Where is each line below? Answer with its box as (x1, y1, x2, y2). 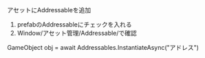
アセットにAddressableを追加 (7, 6, 91, 14)
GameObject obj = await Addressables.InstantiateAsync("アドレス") (7, 44, 199, 51)
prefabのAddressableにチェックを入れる (17, 20, 132, 29)
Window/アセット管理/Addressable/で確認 (17, 29, 138, 37)
